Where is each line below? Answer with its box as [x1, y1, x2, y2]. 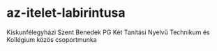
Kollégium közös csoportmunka [6, 35, 97, 43]
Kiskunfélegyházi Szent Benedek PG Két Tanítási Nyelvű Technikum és [6, 28, 210, 36]
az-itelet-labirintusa [6, 5, 126, 21]
